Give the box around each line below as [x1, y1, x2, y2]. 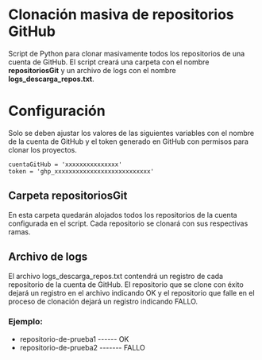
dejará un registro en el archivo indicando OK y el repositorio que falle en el [8, 288, 256, 297]
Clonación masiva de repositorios [8, 6, 234, 24]
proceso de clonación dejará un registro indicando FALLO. [8, 296, 198, 306]
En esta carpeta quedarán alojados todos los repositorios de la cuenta [8, 210, 237, 219]
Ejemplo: [8, 316, 44, 327]
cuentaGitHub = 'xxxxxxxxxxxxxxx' [8, 161, 123, 168]
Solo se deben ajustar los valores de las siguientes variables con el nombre [8, 128, 255, 137]
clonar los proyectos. [8, 145, 77, 154]
